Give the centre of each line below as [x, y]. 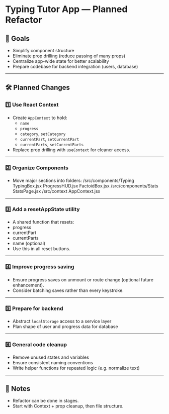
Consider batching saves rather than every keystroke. [68, 290]
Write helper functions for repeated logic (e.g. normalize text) [76, 368]
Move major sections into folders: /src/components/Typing [73, 180]
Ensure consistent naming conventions [53, 363]
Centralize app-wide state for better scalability [61, 61]
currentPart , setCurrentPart [50, 139]
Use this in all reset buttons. [41, 249]
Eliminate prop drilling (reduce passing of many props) [69, 56]
